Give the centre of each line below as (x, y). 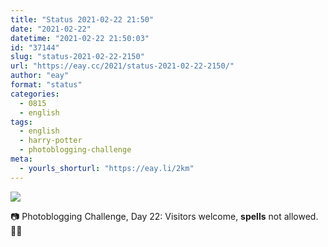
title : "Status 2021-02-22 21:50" (82, 19)
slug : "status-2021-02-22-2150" (77, 57)
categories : (35, 94)
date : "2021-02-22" (51, 29)
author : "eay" (40, 76)
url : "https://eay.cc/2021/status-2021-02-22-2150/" (122, 66)
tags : (21, 122)
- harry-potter (51, 141)
